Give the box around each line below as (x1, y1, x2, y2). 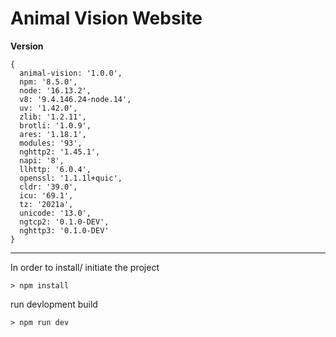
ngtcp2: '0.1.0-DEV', (19, 217, 110, 227)
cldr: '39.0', (19, 182, 78, 192)
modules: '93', (19, 138, 83, 148)
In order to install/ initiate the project (10, 261, 160, 273)
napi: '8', (19, 155, 65, 166)
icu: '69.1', (19, 190, 74, 201)
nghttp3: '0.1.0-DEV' (19, 225, 110, 236)
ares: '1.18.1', (19, 129, 87, 139)
